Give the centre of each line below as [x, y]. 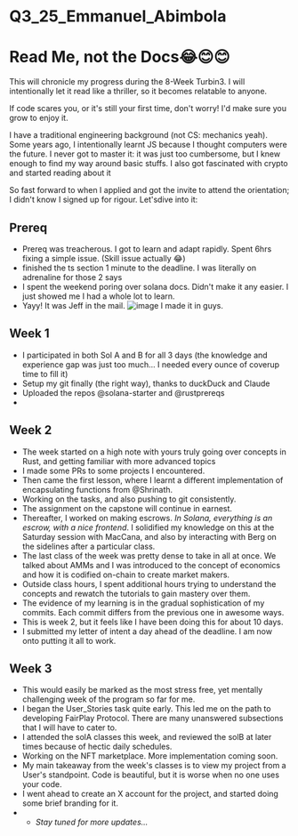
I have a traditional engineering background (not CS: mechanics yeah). [139, 135]
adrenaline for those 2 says [72, 277]
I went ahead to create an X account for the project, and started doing [150, 794]
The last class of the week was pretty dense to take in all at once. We [149, 555]
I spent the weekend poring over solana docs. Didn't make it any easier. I [155, 286]
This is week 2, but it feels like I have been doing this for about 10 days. [153, 622]
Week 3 [31, 668]
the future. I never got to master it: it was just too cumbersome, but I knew [145, 154]
